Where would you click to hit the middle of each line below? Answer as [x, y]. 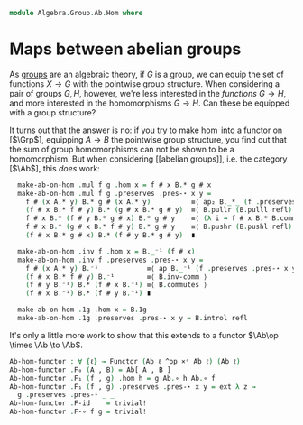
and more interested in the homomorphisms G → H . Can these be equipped [150, 103]
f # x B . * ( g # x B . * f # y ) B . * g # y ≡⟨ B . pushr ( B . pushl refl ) [159, 227]
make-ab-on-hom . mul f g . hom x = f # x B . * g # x [115, 185]
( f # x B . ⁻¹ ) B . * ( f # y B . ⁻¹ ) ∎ [88, 293]
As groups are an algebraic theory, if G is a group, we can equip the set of [147, 74]
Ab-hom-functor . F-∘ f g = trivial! [78, 412]
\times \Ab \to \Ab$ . [46, 345]
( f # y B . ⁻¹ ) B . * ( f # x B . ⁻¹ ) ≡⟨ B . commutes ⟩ [116, 285]
